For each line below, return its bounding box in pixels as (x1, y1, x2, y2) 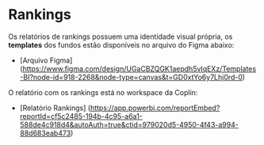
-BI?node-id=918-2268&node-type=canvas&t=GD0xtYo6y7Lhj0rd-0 (19, 72, 243, 82)
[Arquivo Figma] (19, 55, 73, 65)
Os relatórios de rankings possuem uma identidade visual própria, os (8, 32, 233, 41)
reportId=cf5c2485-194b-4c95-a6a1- (19, 111, 143, 120)
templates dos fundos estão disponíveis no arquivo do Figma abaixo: (8, 40, 235, 49)
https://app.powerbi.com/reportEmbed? (90, 103, 220, 113)
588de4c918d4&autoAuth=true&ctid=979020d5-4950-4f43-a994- (19, 120, 239, 129)
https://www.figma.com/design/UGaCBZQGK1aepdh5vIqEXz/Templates (22, 63, 256, 73)
